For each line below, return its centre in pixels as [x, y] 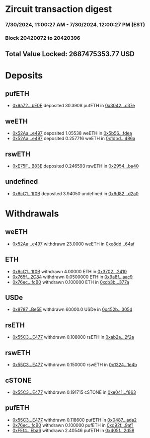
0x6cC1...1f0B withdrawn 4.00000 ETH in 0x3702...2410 [70, 271]
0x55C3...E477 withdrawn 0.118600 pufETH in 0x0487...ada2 [75, 420]
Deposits [24, 75]
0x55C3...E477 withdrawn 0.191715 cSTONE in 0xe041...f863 [74, 392]
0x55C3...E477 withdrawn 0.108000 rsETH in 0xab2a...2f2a [73, 337]
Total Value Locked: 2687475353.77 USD [70, 54]
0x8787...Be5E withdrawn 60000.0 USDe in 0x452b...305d [72, 309]
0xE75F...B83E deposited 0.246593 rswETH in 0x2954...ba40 [75, 166]
